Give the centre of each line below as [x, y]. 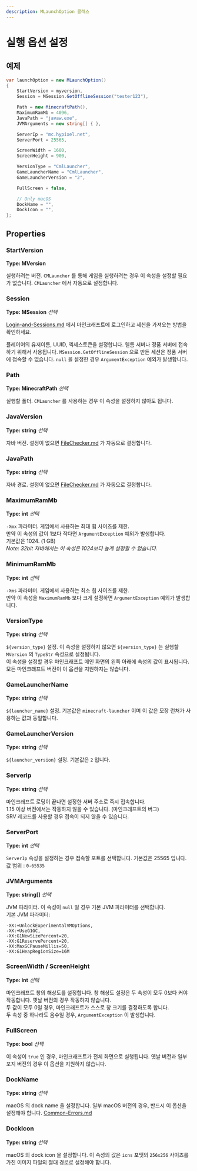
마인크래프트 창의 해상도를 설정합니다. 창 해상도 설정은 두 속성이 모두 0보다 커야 [97, 992]
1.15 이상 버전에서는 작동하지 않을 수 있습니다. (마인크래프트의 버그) [83, 809]
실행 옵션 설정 [37, 42]
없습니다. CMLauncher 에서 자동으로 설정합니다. [65, 283]
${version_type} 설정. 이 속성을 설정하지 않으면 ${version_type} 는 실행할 [93, 647]
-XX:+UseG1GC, [24, 931]
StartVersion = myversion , [50, 91]
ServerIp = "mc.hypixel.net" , [54, 134]
